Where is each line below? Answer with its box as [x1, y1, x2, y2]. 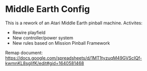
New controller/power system [12, 35, 73, 41]
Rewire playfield [12, 29, 46, 35]
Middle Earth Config [5, 3, 90, 15]
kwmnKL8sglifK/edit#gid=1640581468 [5, 60, 84, 66]
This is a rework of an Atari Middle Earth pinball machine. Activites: [5, 20, 143, 26]
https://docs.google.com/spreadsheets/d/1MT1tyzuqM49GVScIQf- [5, 55, 142, 61]
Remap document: [5, 50, 43, 56]
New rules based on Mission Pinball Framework [12, 40, 110, 46]
